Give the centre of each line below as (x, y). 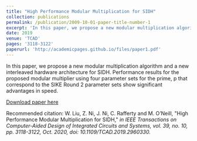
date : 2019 (19, 33)
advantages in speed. (32, 90)
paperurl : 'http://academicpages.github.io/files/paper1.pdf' (84, 50)
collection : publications (38, 17)
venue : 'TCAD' (23, 38)
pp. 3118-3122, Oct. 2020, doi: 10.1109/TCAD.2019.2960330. (78, 132)
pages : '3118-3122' (30, 44)
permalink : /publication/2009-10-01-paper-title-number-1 (78, 22)
